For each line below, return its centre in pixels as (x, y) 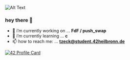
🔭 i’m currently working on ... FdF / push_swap (59, 31)
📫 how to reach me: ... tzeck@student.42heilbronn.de (68, 41)
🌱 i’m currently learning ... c (40, 36)
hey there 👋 (19, 20)
